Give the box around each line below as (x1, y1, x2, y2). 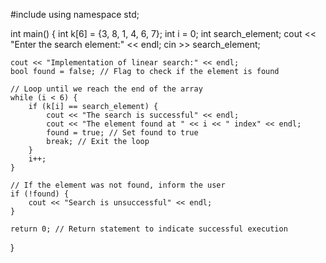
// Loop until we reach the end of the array (10, 84, 203, 94)
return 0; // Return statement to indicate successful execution (10, 224, 288, 234)
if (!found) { (10, 189, 70, 199)
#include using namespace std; (10, 9, 140, 20)
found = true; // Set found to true (46, 128, 199, 138)
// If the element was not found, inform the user (10, 180, 226, 190)
